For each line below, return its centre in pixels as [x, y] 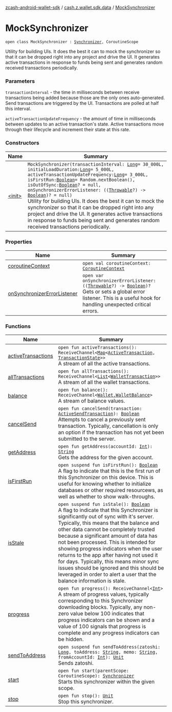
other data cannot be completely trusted [106, 530]
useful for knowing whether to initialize [105, 484]
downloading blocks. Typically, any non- [107, 607]
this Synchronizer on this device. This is [106, 478]
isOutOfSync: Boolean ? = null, [64, 185]
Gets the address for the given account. [106, 458]
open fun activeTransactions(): [98, 348]
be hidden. [71, 640]
